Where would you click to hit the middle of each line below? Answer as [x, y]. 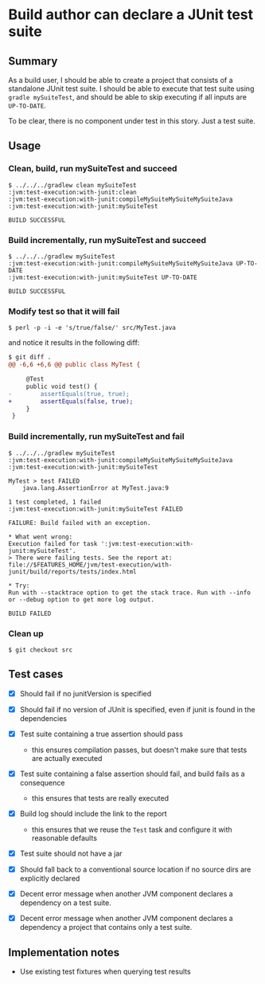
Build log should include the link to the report [93, 813]
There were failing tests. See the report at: [94, 558]
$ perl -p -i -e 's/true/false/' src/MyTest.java [92, 328]
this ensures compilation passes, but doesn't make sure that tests [139, 750]
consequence [42, 782]
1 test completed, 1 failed [55, 502]
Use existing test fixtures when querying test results [105, 972]
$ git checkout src [41, 650]
